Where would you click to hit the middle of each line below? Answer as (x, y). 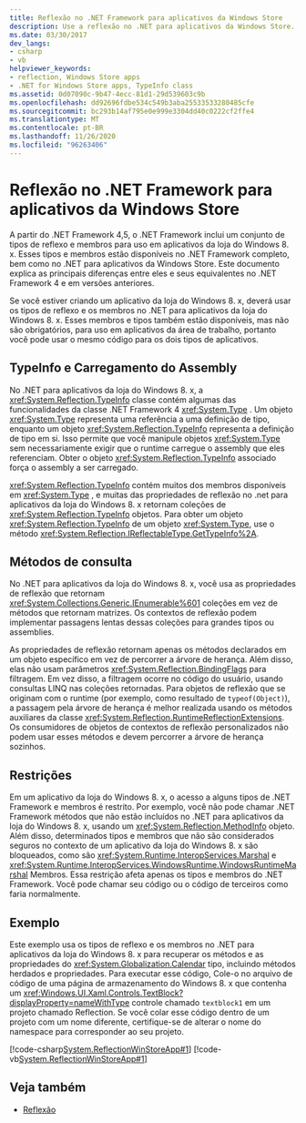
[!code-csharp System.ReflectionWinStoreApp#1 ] (101, 1049)
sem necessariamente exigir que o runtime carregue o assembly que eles (147, 448)
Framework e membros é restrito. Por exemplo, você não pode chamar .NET (152, 807)
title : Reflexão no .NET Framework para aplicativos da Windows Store (146, 18)
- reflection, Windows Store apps (75, 77)
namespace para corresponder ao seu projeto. (97, 1031)
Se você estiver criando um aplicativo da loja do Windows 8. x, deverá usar (150, 301)
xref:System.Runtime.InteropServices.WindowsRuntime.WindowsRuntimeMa (153, 865)
